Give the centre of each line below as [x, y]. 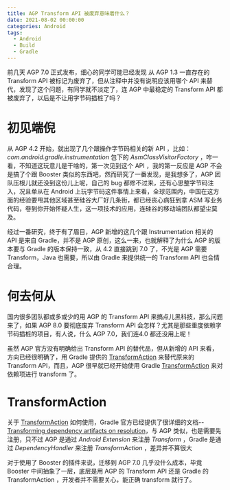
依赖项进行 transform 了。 [44, 374]
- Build [24, 45]
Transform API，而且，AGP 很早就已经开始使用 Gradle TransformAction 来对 [115, 365]
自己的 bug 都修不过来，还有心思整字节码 [149, 183]
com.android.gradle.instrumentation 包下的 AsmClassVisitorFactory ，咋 [110, 157]
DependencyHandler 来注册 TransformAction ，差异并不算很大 [103, 447]
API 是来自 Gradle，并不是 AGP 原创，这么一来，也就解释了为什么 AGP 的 [111, 240]
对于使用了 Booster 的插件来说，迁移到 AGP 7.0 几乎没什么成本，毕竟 [105, 462]
